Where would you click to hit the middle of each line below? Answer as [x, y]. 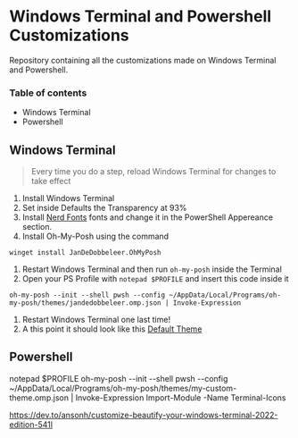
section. [37, 227]
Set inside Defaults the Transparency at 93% [104, 208]
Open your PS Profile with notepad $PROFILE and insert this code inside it [155, 279]
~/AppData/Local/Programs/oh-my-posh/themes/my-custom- [123, 388]
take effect [51, 181]
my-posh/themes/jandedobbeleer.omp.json [86, 303]
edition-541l [31, 424]
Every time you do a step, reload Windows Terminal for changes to [153, 172]
